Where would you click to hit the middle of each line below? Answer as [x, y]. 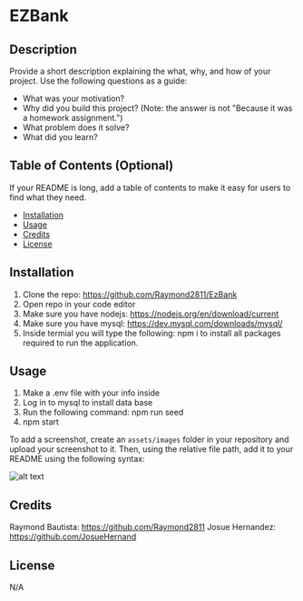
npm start [40, 422]
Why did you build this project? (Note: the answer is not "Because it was [157, 108]
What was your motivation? [73, 98]
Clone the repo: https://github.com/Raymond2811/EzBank [130, 294]
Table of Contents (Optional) [92, 166]
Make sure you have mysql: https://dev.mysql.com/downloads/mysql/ [152, 323]
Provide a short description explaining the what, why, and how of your [140, 71]
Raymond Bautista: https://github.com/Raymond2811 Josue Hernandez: [143, 527]
